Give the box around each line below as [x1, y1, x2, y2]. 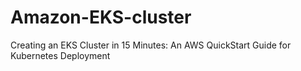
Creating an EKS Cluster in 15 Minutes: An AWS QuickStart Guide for [10, 39, 292, 51]
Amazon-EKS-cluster [10, 6, 192, 29]
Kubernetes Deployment [10, 49, 111, 61]
